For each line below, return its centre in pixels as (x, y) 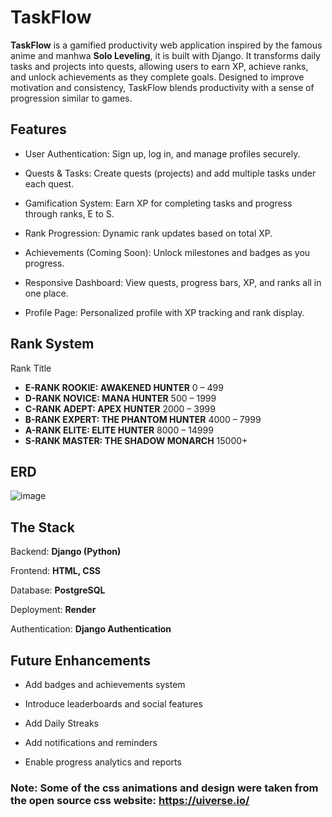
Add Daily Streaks (61, 723)
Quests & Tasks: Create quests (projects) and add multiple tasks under (170, 173)
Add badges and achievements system (105, 684)
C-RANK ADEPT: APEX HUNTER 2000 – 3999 (120, 408)
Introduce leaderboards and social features (113, 704)
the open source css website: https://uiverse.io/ (130, 800)
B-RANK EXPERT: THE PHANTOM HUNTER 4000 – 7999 (143, 419)
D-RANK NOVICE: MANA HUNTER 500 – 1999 (120, 398)
